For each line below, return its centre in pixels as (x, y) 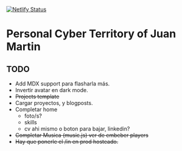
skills (31, 122)
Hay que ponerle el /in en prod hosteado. (67, 142)
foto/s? (33, 116)
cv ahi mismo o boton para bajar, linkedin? (77, 129)
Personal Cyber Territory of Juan (91, 34)
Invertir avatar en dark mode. (51, 90)
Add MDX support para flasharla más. (62, 84)
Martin (23, 47)
